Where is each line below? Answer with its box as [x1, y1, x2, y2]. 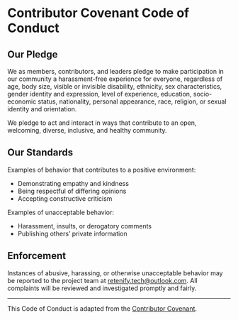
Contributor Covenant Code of [7, 5, 190, 21]
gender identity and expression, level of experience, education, [7, 90, 192, 98]
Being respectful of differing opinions [17, 187, 127, 195]
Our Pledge [7, 48, 58, 60]
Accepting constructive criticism [17, 194, 113, 203]
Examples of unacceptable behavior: [7, 208, 115, 216]
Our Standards [7, 147, 74, 159]
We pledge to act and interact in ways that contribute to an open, [7, 118, 197, 127]
